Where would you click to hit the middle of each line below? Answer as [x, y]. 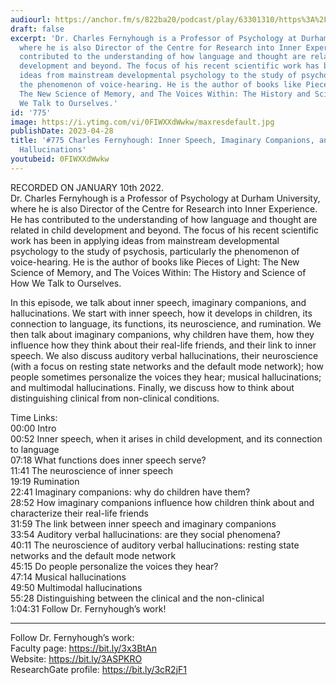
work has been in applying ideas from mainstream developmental [145, 240]
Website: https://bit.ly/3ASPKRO [76, 658]
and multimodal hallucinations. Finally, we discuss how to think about [152, 387]
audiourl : [31, 19]
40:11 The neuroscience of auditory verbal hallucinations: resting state [155, 545]
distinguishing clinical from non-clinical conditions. [115, 398]
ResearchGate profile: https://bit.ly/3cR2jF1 [99, 669]
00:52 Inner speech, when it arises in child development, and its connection [166, 438]
